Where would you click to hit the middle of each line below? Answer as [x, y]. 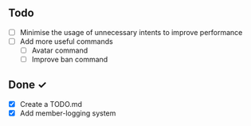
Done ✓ [28, 85]
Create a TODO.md [51, 104]
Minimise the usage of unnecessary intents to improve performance [131, 32]
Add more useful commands [66, 41]
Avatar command [60, 50]
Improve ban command [70, 59]
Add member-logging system [68, 113]
